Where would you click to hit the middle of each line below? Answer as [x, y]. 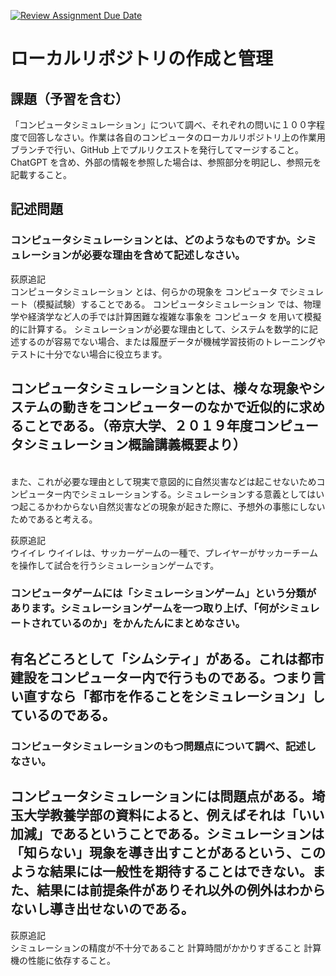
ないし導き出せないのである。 [102, 909]
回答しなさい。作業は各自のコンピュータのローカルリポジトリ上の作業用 [176, 137]
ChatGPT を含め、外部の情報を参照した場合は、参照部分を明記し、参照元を [166, 162]
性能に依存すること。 [71, 960]
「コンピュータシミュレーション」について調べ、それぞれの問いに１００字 [163, 124]
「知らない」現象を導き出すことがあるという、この [168, 853]
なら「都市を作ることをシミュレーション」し [187, 696]
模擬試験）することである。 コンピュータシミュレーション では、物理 [179, 304]
